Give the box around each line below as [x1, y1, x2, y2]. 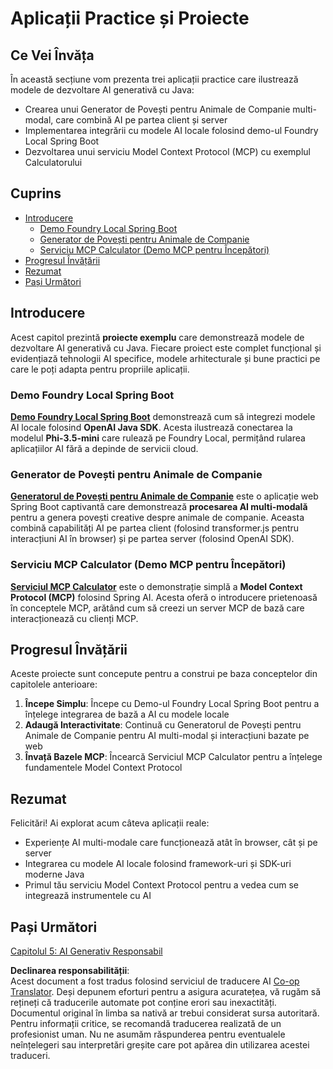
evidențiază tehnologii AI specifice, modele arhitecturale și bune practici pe [10, 352, 321, 364]
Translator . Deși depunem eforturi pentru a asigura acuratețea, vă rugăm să [10, 985, 322, 997]
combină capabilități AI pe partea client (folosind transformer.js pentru [10, 522, 300, 534]
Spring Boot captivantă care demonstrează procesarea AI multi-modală [10, 501, 308, 513]
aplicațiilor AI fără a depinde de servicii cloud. [10, 442, 199, 454]
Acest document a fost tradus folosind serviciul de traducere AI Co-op [10, 975, 300, 987]
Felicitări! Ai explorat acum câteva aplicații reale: [10, 817, 210, 829]
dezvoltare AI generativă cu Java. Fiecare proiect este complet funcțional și [10, 342, 322, 354]
